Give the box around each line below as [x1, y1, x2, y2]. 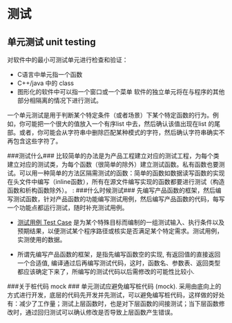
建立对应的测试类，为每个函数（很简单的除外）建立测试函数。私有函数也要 [7, 160, 219, 168]
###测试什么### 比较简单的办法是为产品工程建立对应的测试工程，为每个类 [7, 151, 220, 160]
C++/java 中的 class [17, 79, 75, 87]
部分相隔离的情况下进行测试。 [17, 96, 102, 104]
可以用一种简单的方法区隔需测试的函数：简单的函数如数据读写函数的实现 [19, 169, 225, 177]
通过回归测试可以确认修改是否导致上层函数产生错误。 [25, 308, 177, 316]
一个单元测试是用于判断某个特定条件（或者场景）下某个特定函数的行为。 [7, 111, 213, 119]
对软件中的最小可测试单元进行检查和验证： [7, 56, 128, 64]
